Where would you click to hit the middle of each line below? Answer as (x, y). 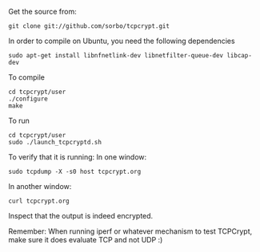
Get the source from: (43, 12)
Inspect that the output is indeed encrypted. (81, 216)
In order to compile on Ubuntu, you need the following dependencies (122, 41)
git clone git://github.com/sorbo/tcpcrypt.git (89, 26)
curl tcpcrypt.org (39, 201)
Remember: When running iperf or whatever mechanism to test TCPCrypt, (130, 231)
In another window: (40, 186)
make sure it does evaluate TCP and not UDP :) (86, 240)
